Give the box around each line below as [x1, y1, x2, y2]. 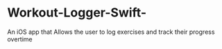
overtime [7, 35, 33, 43]
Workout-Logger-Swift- [7, 5, 147, 21]
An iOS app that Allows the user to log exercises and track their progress [7, 28, 215, 36]
